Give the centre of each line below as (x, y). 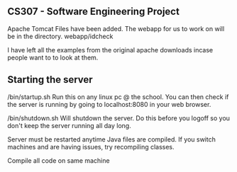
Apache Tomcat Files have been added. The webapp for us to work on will (116, 28)
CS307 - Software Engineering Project (93, 12)
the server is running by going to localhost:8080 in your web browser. (109, 104)
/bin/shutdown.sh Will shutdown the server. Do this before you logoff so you (119, 118)
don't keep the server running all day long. (69, 125)
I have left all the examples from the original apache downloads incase (110, 50)
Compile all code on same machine (59, 160)
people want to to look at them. (53, 57)
